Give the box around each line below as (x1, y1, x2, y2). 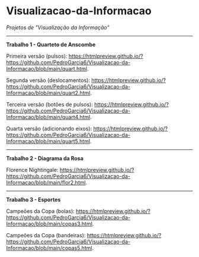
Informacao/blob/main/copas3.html (6, 220, 93, 227)
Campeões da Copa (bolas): (6, 207, 75, 215)
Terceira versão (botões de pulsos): (6, 101, 94, 108)
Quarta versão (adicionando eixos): (6, 125, 92, 132)
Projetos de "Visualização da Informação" (6, 24, 110, 31)
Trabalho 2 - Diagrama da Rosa (6, 155, 84, 162)
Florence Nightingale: (6, 166, 59, 173)
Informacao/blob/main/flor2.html (6, 178, 86, 186)
